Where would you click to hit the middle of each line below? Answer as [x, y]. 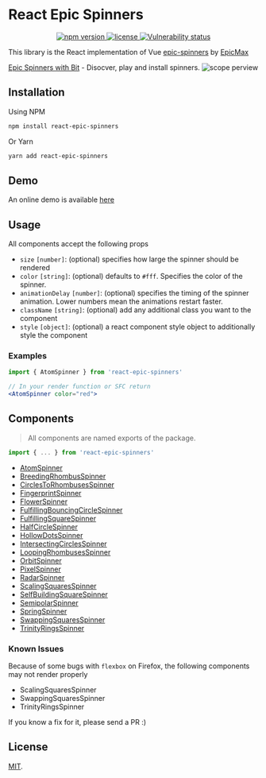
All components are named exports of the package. [112, 438]
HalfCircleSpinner [48, 527]
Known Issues [36, 648]
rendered [35, 268]
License [28, 747]
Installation [37, 93]
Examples [28, 356]
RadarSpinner [42, 577]
